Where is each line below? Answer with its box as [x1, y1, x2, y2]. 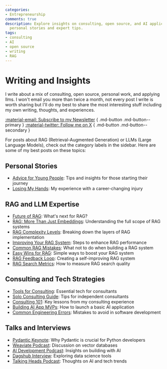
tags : [5, 30, 16, 35]
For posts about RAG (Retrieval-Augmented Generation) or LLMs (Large [5, 137, 152, 143]
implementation [12, 234, 45, 240]
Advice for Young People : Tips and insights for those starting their [12, 175, 148, 181]
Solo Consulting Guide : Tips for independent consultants [12, 294, 129, 299]
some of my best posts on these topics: [5, 148, 86, 153]
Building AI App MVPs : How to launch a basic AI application [12, 304, 135, 310]
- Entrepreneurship [5, 12, 46, 17]
